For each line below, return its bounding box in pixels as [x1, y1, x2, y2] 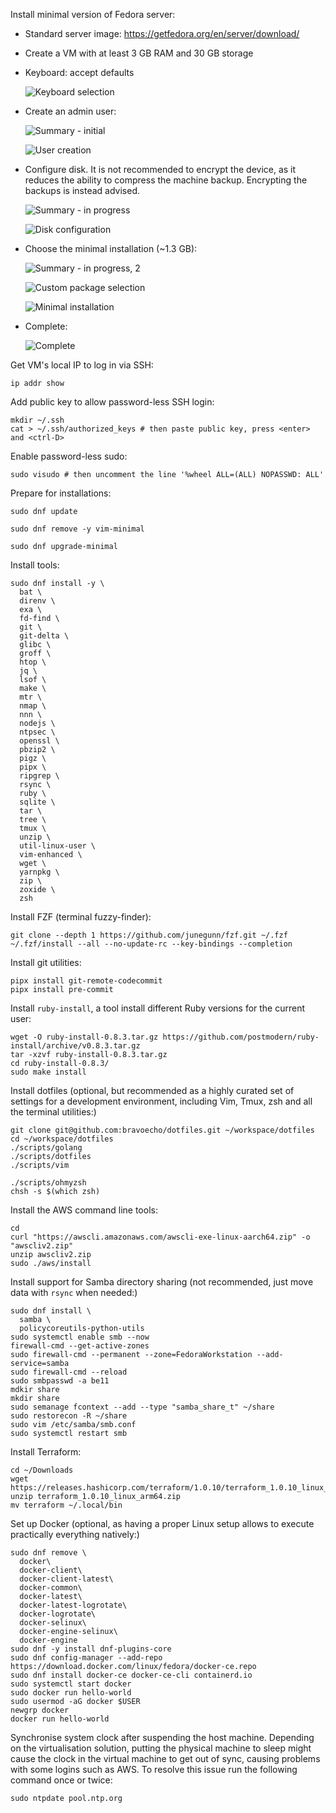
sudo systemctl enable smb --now [10, 1332, 150, 1342]
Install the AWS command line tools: [10, 1204, 158, 1216]
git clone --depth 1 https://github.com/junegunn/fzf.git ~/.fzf [10, 930, 288, 940]
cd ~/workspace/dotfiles [10, 1134, 114, 1144]
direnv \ [19, 596, 56, 606]
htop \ [19, 657, 47, 667]
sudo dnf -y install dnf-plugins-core [10, 1644, 172, 1654]
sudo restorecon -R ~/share [10, 1411, 128, 1421]
